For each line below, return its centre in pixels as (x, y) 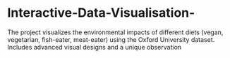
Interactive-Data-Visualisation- (101, 13)
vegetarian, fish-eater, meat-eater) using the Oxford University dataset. (111, 39)
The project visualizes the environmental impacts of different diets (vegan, (115, 32)
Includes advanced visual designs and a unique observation (95, 47)
